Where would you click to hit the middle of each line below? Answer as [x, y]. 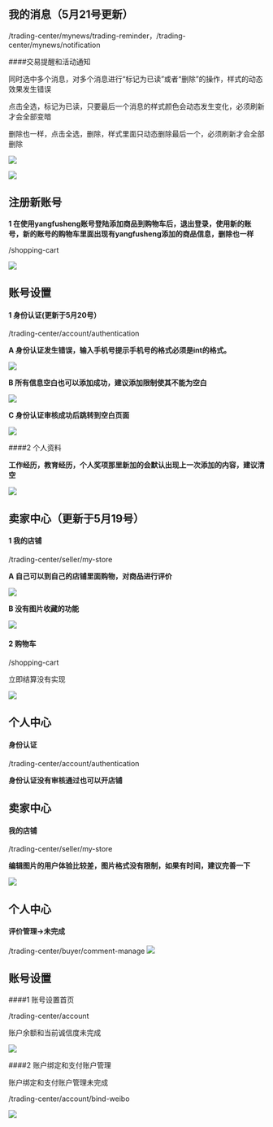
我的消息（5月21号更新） [71, 15]
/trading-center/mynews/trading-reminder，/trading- [97, 36]
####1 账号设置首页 [41, 999]
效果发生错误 [30, 89]
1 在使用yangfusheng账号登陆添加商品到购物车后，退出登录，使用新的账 [130, 223]
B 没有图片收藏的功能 [44, 609]
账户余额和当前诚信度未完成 [55, 1032]
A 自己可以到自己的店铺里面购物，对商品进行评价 [90, 576]
